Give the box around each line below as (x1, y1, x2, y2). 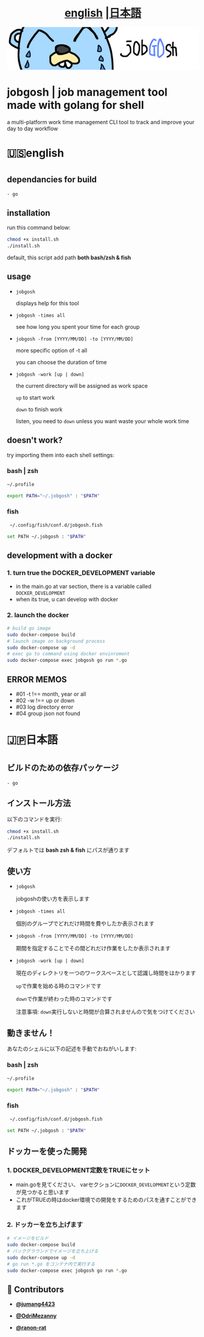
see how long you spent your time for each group (15, 323, 140, 330)
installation (7, 208, 51, 218)
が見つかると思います (15, 1188, 69, 1196)
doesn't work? (7, 435, 63, 446)
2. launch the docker (7, 611, 69, 619)
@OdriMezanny (15, 1312, 57, 1319)
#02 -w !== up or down (15, 697, 75, 704)
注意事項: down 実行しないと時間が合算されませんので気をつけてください (15, 1008, 195, 1016)
